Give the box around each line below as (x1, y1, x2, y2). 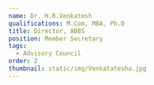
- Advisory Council (15, 49, 82, 57)
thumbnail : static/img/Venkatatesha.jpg (8, 65, 148, 73)
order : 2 (8, 57, 38, 66)
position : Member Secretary (8, 34, 104, 43)
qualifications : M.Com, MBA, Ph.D (8, 19, 126, 28)
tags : (8, 42, 27, 50)
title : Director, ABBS (8, 27, 85, 35)
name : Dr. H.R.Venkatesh (8, 11, 92, 20)
